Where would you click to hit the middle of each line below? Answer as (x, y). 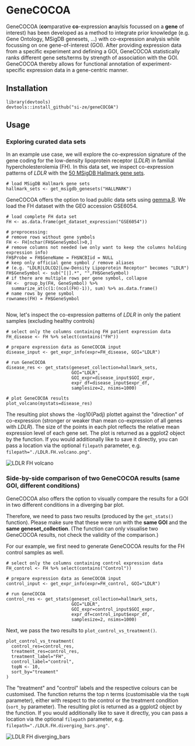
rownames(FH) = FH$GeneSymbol (43, 299)
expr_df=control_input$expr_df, (110, 614)
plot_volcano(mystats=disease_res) (49, 404)
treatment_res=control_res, (46, 651)
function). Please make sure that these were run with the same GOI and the (97, 522)
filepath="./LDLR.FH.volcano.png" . (49, 452)
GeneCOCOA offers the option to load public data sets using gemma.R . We (96, 200)
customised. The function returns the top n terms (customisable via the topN (97, 694)
